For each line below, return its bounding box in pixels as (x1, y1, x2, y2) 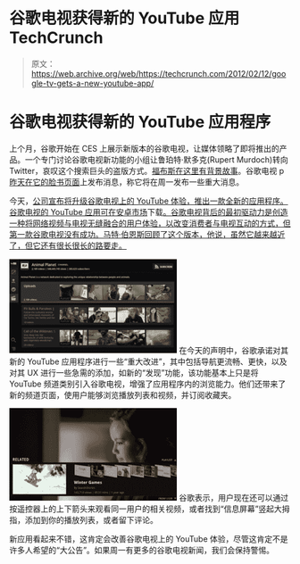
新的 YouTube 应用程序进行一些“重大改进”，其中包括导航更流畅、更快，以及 (9, 356, 287, 367)
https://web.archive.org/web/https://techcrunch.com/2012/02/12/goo (30, 68, 287, 79)
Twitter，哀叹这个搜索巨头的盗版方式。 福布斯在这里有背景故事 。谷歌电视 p (9, 165, 284, 176)
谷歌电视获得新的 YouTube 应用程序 (9, 112, 271, 132)
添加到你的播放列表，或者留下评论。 (24, 514, 158, 525)
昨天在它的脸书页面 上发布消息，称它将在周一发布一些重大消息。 (9, 176, 244, 187)
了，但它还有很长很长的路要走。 (9, 240, 127, 251)
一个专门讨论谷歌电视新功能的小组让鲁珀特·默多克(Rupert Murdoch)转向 (24, 153, 288, 165)
